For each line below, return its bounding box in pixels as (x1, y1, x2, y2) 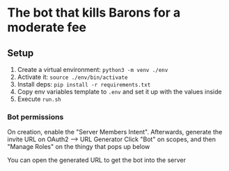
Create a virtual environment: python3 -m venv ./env (17, 66, 168, 73)
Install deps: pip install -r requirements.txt (17, 80, 151, 88)
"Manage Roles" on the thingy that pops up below (7, 143, 150, 151)
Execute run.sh (17, 95, 61, 103)
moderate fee (7, 19, 87, 35)
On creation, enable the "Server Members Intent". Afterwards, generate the (7, 128, 223, 136)
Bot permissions (7, 112, 64, 122)
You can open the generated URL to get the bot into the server (7, 156, 187, 164)
